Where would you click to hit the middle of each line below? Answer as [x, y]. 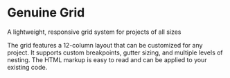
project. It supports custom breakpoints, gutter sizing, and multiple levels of [115, 52]
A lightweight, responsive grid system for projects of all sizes [94, 32]
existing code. [27, 67]
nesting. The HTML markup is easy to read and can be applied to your [107, 59]
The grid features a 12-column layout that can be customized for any [105, 45]
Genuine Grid [46, 13]
